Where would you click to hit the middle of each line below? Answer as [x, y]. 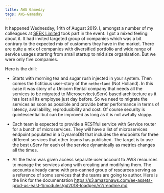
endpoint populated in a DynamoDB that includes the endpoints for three [85, 134]
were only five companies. [32, 59]
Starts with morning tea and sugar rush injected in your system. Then [82, 78]
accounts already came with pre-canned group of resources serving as [84, 170]
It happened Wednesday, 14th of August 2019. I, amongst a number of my [79, 28]
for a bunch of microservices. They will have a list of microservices [80, 129]
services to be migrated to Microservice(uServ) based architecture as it [84, 94]
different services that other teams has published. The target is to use [82, 139]
